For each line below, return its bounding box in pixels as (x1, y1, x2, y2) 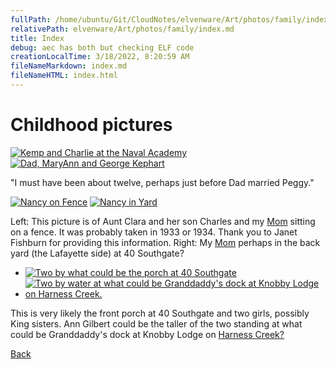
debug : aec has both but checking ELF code (10, 42, 195, 53)
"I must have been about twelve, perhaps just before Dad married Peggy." (10, 176, 315, 188)
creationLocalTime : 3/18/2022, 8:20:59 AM (10, 52, 190, 62)
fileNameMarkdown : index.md (10, 61, 128, 71)
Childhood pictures (10, 114, 173, 136)
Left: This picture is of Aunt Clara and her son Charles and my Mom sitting (10, 215, 316, 227)
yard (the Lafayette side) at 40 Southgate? (10, 247, 185, 259)
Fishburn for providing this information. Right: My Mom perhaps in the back (10, 236, 321, 248)
